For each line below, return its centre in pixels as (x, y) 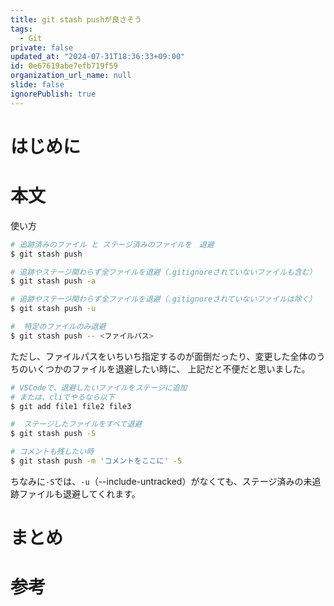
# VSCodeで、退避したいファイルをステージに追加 (99, 387)
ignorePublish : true (53, 94)
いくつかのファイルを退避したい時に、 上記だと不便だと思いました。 (169, 368)
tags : (21, 29)
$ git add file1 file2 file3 (71, 406)
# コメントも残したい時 (52, 452)
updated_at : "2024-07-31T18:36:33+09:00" (98, 57)
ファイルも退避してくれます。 (79, 493)
